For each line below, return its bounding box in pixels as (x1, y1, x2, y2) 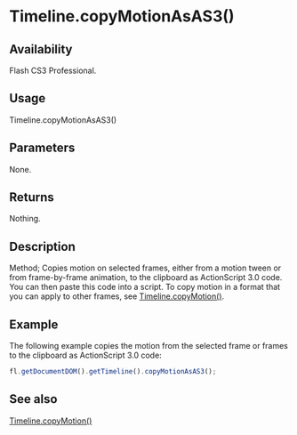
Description (9, 238, 76, 254)
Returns (9, 189, 55, 205)
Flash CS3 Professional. (9, 65, 97, 76)
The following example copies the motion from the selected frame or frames (9, 341, 289, 351)
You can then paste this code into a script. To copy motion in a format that (9, 282, 281, 293)
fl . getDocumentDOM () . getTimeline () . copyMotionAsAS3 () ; (9, 367, 217, 376)
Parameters (9, 141, 76, 156)
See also (9, 391, 58, 407)
